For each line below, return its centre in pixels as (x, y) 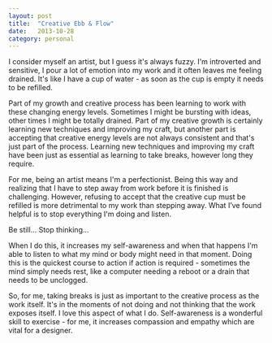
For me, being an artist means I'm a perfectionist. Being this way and (123, 180)
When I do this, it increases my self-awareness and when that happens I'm (133, 245)
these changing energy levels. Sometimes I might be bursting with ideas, (130, 112)
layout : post (30, 16)
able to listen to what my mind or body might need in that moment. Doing (130, 254)
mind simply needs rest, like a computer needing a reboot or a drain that (129, 271)
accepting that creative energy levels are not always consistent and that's (132, 138)
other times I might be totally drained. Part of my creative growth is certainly (136, 121)
